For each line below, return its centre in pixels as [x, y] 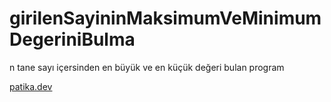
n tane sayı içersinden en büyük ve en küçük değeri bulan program [147, 67]
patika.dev [31, 86]
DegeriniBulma [72, 39]
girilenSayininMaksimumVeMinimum [165, 18]
